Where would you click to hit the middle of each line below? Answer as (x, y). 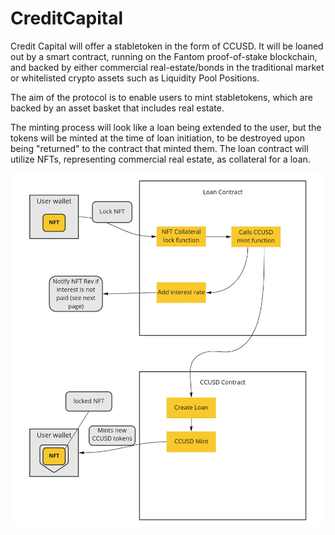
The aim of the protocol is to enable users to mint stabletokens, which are (161, 97)
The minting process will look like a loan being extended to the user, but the (166, 127)
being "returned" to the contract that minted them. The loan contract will (159, 148)
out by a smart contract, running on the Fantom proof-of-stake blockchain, (164, 56)
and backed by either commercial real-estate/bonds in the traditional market (167, 67)
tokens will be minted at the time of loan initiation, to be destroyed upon (158, 138)
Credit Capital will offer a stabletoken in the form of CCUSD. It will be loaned (167, 46)
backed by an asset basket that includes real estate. (117, 108)
